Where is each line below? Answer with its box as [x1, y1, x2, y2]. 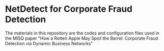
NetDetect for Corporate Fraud [5, 3, 133, 15]
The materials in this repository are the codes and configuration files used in [5, 30, 160, 36]
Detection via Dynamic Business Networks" [5, 40, 93, 46]
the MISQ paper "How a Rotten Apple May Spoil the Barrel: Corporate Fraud [5, 35, 159, 41]
